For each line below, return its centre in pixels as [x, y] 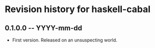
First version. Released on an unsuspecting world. [65, 40]
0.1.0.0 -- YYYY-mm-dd [44, 28]
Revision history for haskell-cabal [78, 9]
